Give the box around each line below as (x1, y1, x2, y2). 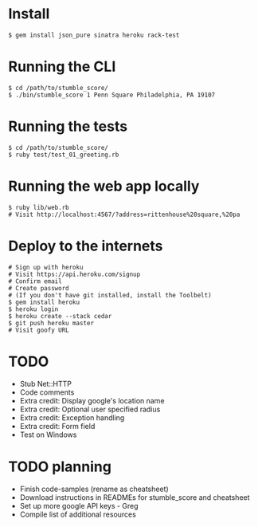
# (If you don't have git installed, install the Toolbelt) (8, 291, 213, 299)
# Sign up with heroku (8, 263, 84, 271)
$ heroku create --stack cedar (8, 312, 112, 320)
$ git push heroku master (8, 319, 94, 327)
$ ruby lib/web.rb (8, 203, 69, 211)
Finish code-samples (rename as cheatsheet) (19, 484, 169, 494)
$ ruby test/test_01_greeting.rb (8, 151, 119, 159)
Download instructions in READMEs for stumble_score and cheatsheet (19, 492, 250, 502)
